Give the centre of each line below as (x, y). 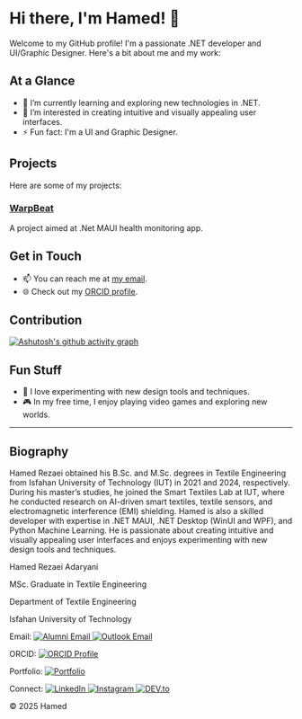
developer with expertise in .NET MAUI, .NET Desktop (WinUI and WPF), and (151, 521)
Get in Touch (46, 257)
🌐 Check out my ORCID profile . (80, 291)
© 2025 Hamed (38, 706)
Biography (39, 452)
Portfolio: (26, 671)
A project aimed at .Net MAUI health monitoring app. (107, 227)
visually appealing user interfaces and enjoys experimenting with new (138, 540)
